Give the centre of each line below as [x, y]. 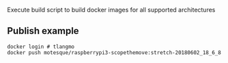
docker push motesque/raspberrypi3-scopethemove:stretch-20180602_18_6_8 [114, 52]
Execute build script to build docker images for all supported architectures [111, 10]
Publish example [43, 31]
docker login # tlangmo [41, 47]
